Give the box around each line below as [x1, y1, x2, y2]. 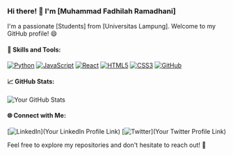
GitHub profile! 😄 [7, 29, 58, 38]
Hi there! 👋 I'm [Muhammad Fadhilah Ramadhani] [7, 6, 176, 16]
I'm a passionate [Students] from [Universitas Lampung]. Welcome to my [7, 22, 216, 31]
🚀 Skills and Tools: [7, 45, 61, 54]
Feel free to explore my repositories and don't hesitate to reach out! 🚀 [7, 141, 207, 149]
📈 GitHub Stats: [7, 77, 55, 86]
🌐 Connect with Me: [7, 111, 66, 120]
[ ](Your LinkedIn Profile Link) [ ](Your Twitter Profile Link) [7, 127, 227, 135]
